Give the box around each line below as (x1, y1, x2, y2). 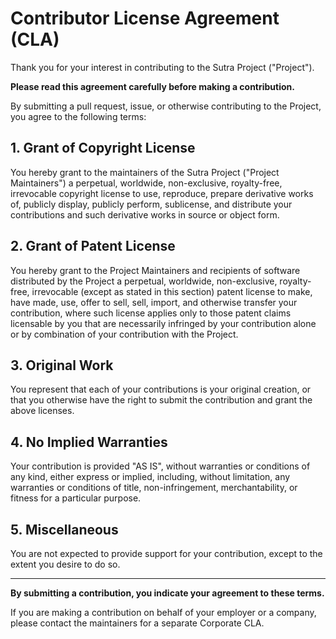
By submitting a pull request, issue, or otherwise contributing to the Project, (10, 100, 322, 112)
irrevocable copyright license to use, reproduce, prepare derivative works (10, 187, 314, 199)
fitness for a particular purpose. (10, 492, 142, 504)
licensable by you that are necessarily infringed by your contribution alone (10, 317, 317, 329)
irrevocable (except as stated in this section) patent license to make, (31, 285, 313, 297)
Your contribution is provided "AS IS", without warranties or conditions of (10, 460, 311, 472)
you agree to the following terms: (10, 110, 147, 122)
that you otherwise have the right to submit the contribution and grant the (10, 394, 313, 406)
